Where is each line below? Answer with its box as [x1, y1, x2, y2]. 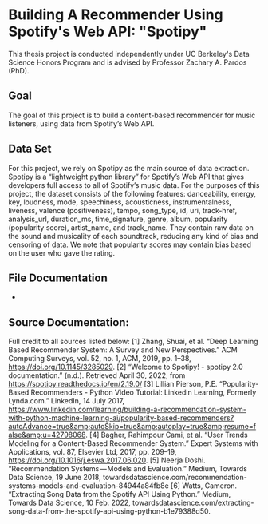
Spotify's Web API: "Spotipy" [8, 22, 207, 41]
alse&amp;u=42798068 [8, 430, 86, 440]
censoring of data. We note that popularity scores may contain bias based [8, 240, 252, 249]
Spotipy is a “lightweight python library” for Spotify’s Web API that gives [8, 172, 245, 181]
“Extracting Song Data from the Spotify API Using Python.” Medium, [8, 490, 231, 499]
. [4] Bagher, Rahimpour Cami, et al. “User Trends [85, 430, 249, 440]
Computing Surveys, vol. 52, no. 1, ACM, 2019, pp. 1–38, [8, 354, 191, 363]
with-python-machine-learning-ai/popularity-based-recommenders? [8, 413, 235, 423]
